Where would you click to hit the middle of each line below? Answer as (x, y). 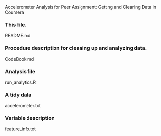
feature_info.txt (20, 129)
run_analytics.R (21, 82)
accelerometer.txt (23, 106)
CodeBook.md (20, 59)
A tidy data (18, 95)
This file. (16, 25)
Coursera (14, 12)
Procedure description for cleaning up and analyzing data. (76, 48)
